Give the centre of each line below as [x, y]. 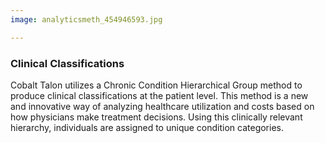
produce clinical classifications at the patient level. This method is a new [159, 95]
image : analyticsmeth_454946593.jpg [86, 19]
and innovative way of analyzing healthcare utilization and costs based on [162, 106]
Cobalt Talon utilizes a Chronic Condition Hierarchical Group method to [156, 85]
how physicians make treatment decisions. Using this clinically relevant [156, 117]
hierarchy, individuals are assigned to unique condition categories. [147, 127]
